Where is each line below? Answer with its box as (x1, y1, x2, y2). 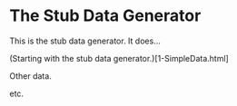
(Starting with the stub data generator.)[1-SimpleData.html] (9, 53, 229, 63)
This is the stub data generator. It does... (9, 35, 161, 46)
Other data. (9, 70, 52, 82)
